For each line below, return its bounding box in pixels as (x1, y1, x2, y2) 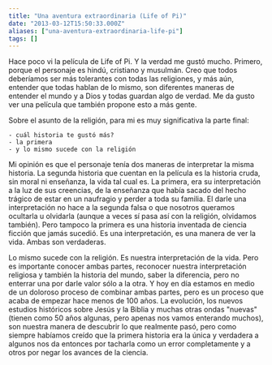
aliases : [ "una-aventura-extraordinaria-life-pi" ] (8, 27, 183, 35)
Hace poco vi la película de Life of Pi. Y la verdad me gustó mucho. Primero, (8, 57, 263, 67)
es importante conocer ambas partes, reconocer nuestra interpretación (8, 261, 247, 272)
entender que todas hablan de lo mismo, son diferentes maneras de (8, 83, 235, 92)
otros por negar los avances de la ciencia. (8, 348, 149, 358)
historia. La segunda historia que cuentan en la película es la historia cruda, (8, 168, 261, 178)
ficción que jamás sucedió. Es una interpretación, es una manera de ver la (8, 229, 256, 238)
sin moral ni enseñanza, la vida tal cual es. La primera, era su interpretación (8, 177, 261, 187)
